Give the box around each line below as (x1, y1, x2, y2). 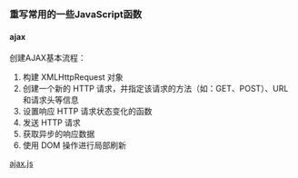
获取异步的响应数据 (22, 129, 95, 140)
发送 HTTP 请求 (22, 117, 82, 128)
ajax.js (9, 158, 34, 169)
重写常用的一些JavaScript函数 (9, 7, 143, 20)
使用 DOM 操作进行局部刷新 (22, 140, 127, 151)
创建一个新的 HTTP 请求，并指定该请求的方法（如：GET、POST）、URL (22, 84, 289, 94)
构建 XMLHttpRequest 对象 (22, 72, 124, 83)
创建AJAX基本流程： (9, 53, 86, 64)
